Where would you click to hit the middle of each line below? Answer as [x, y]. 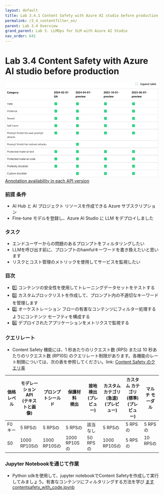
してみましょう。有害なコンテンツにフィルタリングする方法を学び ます [83, 481]
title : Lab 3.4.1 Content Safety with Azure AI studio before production [82, 15]
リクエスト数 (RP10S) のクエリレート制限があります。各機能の [87, 356]
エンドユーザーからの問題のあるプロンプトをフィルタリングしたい [78, 244]
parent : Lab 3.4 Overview [31, 26]
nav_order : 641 [20, 36]
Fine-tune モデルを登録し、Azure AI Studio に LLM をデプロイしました [83, 218]
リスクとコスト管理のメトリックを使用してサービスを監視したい [76, 262]
